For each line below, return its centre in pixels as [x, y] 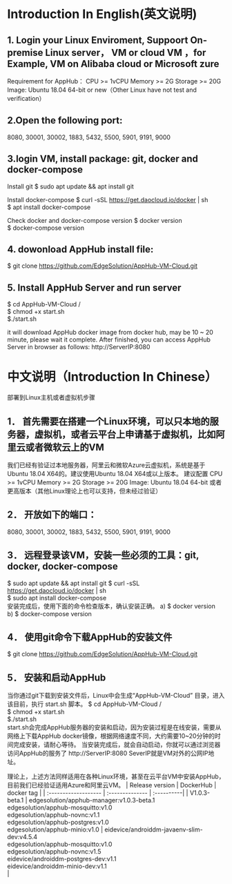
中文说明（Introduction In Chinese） [112, 377]
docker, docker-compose [63, 567]
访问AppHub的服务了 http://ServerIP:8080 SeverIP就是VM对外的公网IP [108, 754]
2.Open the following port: [65, 120]
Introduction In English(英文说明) [102, 14]
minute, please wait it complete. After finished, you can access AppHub [109, 340]
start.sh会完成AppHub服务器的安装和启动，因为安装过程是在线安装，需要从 [114, 727]
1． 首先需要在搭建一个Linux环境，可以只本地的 [108, 421]
